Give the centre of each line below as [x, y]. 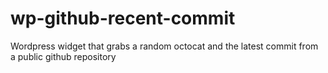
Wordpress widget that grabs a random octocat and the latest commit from [164, 46]
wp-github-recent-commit [123, 18]
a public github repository [63, 56]
